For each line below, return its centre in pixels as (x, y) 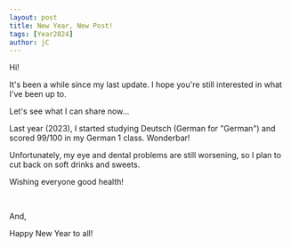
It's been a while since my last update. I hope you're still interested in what (146, 84)
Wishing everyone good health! (67, 182)
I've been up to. (38, 94)
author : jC (29, 42)
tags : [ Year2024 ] (41, 34)
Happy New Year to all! (51, 234)
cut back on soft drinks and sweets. (75, 164)
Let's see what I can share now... (69, 111)
